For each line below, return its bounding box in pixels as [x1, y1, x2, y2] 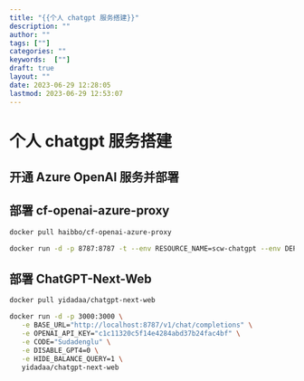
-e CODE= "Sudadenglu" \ [21, 337, 111, 347]
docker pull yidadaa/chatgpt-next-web [9, 296, 156, 305]
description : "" [9, 22, 71, 31]
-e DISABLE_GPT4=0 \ [21, 346, 100, 355]
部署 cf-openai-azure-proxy [9, 203, 170, 218]
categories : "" [9, 47, 67, 56]
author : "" [9, 30, 51, 39]
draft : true [9, 64, 54, 73]
